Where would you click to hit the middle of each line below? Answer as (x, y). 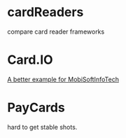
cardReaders (45, 12)
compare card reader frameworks (56, 32)
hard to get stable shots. (42, 127)
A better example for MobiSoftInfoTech (63, 79)
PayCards (36, 108)
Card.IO (30, 60)
